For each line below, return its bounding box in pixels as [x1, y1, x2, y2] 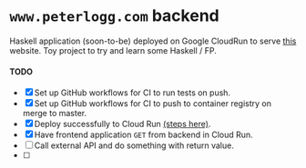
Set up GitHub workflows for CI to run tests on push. [34, 87, 230, 98]
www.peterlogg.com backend [9, 5, 220, 26]
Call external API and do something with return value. [34, 140, 234, 151]
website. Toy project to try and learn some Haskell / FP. [9, 44, 217, 55]
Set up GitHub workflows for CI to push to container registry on [34, 98, 271, 109]
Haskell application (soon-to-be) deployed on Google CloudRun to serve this [9, 35, 297, 46]
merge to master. [22, 108, 87, 119]
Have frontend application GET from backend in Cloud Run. [34, 129, 253, 141]
